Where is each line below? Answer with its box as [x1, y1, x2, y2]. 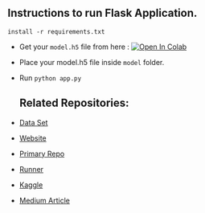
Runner [18, 164, 44, 174]
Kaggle [18, 180, 43, 190]
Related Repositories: [18, 96, 129, 110]
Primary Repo [18, 149, 65, 158]
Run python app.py [18, 72, 82, 83]
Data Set [18, 117, 48, 127]
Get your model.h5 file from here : [18, 42, 130, 51]
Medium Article [18, 195, 70, 205]
